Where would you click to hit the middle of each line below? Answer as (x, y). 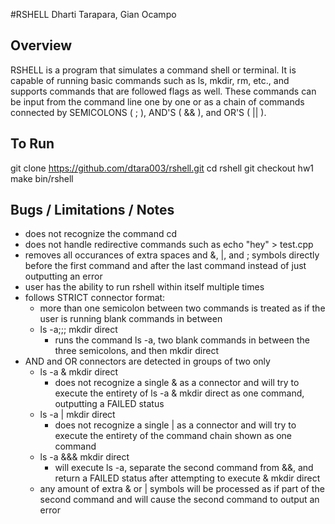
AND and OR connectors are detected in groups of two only (147, 361)
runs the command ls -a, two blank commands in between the (182, 340)
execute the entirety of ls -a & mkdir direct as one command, (179, 393)
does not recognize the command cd (100, 234)
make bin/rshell (42, 178)
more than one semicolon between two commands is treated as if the (182, 308)
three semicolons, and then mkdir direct (136, 351)
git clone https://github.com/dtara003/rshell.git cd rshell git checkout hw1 (162, 168)
